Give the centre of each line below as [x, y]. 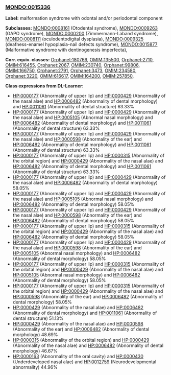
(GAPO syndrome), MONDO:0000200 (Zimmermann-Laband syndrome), [82, 34]
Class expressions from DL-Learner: [44, 86]
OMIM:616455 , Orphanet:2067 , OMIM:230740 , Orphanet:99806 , [73, 65]
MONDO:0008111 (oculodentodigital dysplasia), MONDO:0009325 [75, 39]
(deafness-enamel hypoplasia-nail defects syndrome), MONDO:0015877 [81, 44]
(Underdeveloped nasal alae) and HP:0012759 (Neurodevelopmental [84, 362]
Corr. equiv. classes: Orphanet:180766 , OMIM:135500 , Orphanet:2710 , [80, 60]
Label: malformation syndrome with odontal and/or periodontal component [84, 18]
